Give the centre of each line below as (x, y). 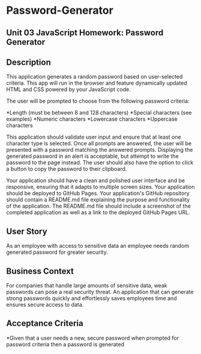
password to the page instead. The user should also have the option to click (100, 163)
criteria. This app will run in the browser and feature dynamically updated (97, 83)
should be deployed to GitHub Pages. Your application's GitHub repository (98, 193)
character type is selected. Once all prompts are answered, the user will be (99, 143)
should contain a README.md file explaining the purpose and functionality (98, 200)
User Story (27, 231)
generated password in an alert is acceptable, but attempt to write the (92, 156)
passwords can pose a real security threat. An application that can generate (100, 292)
